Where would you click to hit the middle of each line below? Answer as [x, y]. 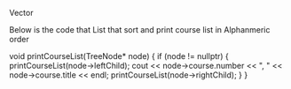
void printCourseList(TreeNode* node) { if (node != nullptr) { [119, 56]
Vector [21, 13]
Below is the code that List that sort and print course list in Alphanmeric [140, 30]
